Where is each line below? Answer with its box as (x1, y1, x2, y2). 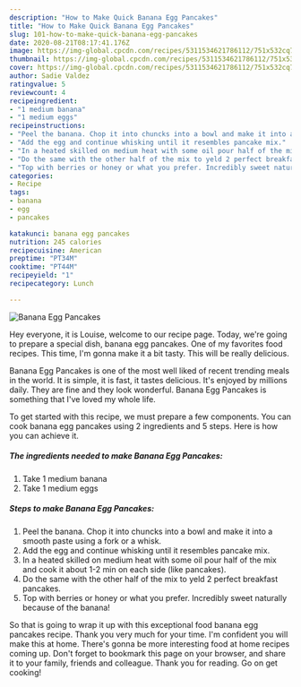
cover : (9, 64, 34, 73)
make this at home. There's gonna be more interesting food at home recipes (9, 638, 290, 649)
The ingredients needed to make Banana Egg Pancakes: (9, 451, 224, 461)
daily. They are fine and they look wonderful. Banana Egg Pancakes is (9, 384, 267, 395)
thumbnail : (9, 55, 50, 64)
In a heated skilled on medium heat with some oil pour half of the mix (21, 554, 278, 565)
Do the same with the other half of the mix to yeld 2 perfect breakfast (21, 573, 279, 584)
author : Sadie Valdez (9, 72, 90, 81)
